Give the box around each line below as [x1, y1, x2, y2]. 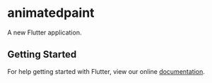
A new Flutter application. [7, 28, 82, 37]
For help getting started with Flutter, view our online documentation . [7, 67, 205, 75]
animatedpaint [7, 5, 95, 21]
